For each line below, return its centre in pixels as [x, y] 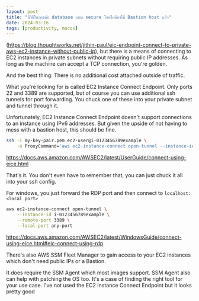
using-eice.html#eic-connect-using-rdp [55, 243]
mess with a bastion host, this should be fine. [61, 130]
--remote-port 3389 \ [43, 220]
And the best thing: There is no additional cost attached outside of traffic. [96, 75]
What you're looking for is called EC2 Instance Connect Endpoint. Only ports [99, 87]
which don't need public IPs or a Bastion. [56, 261]
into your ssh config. [31, 182]
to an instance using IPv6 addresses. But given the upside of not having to [97, 124]
